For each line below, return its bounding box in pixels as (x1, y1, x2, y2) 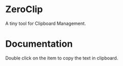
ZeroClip (5, 4, 43, 15)
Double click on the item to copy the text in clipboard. (5, 55, 118, 61)
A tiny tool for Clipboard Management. (5, 20, 86, 26)
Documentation (5, 38, 73, 50)
